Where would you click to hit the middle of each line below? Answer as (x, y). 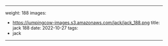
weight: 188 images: (26, 13)
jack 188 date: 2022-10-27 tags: (45, 28)
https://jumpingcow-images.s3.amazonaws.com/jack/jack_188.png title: (86, 22)
